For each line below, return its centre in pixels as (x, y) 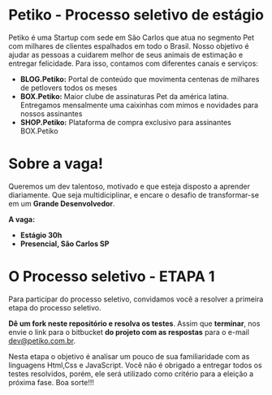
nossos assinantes (51, 113)
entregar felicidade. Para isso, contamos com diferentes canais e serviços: (133, 63)
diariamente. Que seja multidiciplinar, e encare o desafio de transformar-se (134, 195)
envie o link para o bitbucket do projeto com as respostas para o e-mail (129, 332)
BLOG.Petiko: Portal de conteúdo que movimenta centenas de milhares (140, 79)
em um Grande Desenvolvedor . (62, 203)
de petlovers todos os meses (69, 88)
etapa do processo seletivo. (55, 307)
